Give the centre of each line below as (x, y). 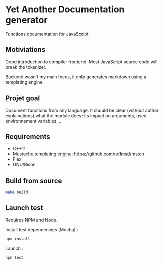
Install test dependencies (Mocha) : (42, 229)
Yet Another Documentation (65, 9)
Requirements (28, 137)
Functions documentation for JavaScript (47, 34)
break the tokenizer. (26, 67)
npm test (14, 257)
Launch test (24, 208)
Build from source (34, 180)
